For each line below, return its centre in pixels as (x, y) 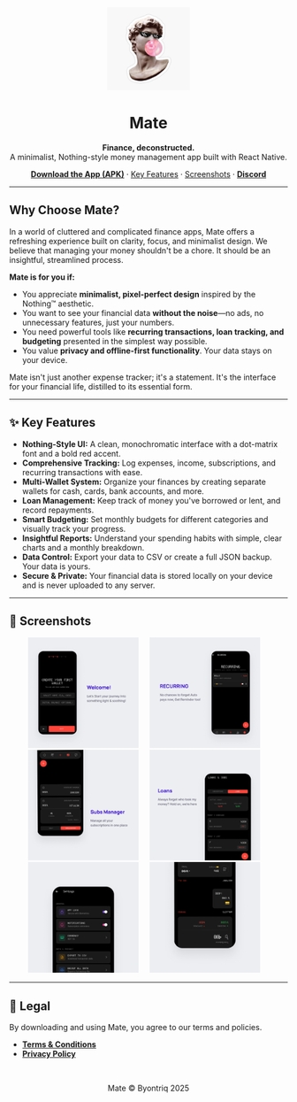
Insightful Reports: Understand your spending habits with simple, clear (152, 538)
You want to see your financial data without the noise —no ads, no (143, 312)
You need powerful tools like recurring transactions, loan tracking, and (153, 331)
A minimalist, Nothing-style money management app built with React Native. (148, 157)
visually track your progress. (74, 528)
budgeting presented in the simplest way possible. (114, 341)
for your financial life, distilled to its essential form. (101, 386)
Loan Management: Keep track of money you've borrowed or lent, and (151, 500)
